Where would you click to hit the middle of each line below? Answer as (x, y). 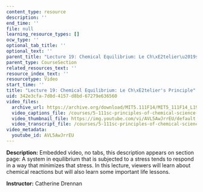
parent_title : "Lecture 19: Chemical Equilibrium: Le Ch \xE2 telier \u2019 (101, 57)
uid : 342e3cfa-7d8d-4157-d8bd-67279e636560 (62, 96)
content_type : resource (36, 12)
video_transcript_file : (41, 124)
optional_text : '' (29, 51)
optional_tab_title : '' (36, 46)
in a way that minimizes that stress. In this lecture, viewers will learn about (98, 165)
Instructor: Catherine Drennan (44, 183)
